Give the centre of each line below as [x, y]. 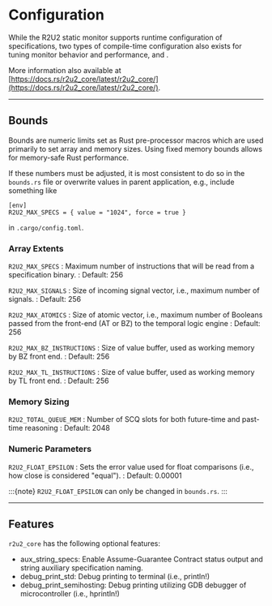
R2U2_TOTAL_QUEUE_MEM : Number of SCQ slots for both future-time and [124, 419]
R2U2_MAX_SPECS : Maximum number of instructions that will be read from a [132, 266]
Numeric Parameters [50, 449]
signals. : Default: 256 [45, 299]
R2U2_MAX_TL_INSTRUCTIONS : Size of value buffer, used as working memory [132, 372]
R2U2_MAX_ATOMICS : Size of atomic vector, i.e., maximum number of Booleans [136, 315]
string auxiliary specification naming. [81, 568]
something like [33, 190]
